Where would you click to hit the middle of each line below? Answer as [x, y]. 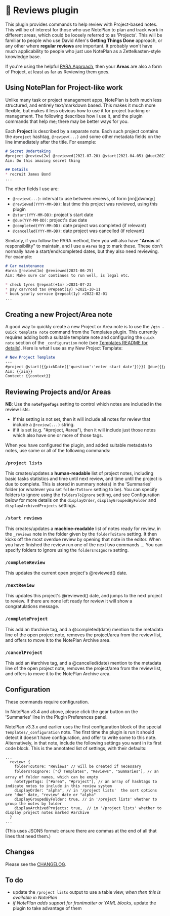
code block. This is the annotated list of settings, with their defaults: [76, 748]
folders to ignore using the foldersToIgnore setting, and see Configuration [82, 495]
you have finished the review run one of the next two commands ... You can [84, 544]
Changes [20, 852]
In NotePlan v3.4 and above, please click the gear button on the [72, 711]
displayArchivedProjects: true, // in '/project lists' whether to [88, 808]
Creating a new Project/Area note [59, 314]
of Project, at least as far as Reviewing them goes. [57, 72]
